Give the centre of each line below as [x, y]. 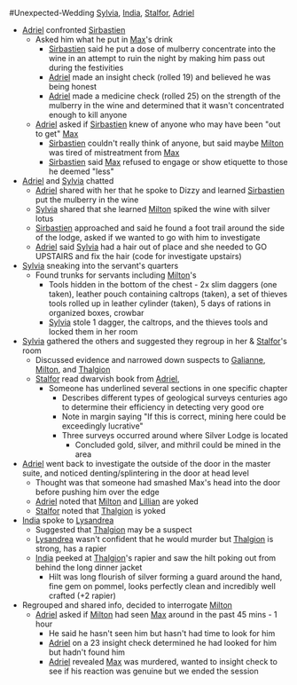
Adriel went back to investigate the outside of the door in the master [146, 464]
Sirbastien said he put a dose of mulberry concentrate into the [162, 49]
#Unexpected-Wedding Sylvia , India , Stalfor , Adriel [102, 13]
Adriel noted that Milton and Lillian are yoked [117, 501]
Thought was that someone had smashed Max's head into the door [158, 482]
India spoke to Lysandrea [68, 520]
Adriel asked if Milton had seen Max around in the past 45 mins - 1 [156, 614]
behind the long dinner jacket [89, 567]
